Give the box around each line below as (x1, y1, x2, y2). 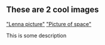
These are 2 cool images (6, 5, 100, 15)
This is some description (6, 32, 67, 39)
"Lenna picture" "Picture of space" (6, 20, 92, 27)
